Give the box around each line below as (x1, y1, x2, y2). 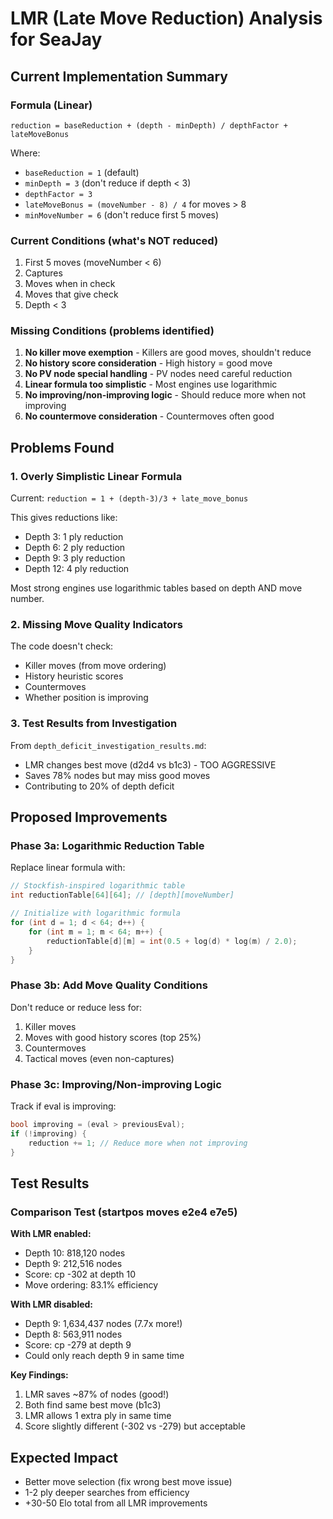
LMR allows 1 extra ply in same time (24, 1410, 172, 1422)
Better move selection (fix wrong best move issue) (24, 1476, 233, 1488)
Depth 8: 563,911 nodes (24, 1328, 123, 1341)
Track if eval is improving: (10, 1100, 117, 1112)
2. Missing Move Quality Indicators (10, 618, 183, 632)
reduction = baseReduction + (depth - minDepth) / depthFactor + (10, 120, 288, 131)
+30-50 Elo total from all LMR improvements (24, 1497, 208, 1509)
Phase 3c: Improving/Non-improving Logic (10, 1077, 222, 1091)
